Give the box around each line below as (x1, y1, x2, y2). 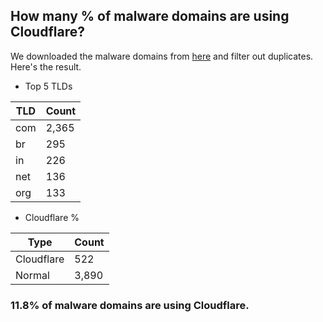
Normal (15, 268, 50, 282)
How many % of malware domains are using (10, 8, 290, 25)
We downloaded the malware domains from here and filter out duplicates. (10, 50, 314, 62)
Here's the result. (10, 60, 82, 73)
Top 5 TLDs (24, 80, 73, 92)
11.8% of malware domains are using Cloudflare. (10, 298, 250, 312)
